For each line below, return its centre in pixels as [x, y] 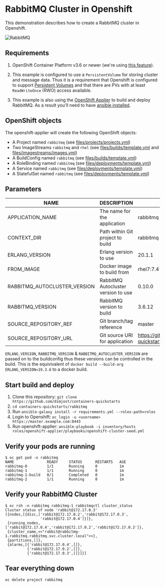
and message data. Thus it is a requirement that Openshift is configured [85, 79]
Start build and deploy [40, 385]
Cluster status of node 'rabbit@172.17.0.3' [51, 510]
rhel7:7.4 [149, 269]
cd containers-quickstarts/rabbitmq [50, 407]
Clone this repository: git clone [44, 397]
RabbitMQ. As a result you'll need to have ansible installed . [71, 105]
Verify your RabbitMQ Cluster [51, 494]
